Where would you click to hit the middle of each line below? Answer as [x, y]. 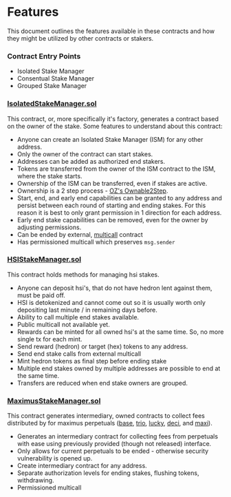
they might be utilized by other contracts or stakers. [80, 38]
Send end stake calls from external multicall [79, 353]
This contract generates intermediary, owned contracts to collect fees [106, 416]
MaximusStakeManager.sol [54, 401]
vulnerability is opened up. [55, 458]
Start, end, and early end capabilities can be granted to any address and [119, 198]
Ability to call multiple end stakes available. [78, 317]
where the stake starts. [49, 176]
